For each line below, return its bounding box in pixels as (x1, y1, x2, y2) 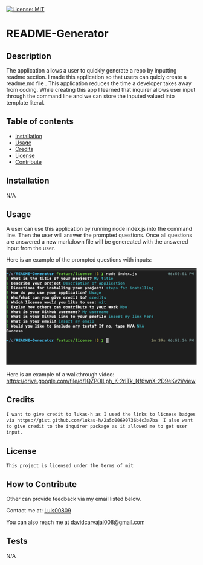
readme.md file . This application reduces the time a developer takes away (6, 80, 192, 87)
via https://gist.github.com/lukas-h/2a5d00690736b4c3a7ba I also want (6, 418, 193, 424)
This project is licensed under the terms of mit (6, 463, 134, 469)
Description (6, 51, 51, 61)
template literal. (6, 99, 45, 106)
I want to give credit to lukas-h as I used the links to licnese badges (6, 412, 196, 418)
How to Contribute (6, 479, 77, 489)
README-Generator (6, 27, 109, 40)
